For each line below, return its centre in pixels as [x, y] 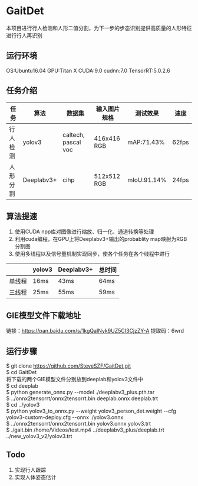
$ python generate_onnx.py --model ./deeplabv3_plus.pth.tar [80, 392]
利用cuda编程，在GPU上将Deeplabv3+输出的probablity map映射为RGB [101, 239]
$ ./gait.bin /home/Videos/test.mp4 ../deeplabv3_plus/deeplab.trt [85, 430]
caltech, [74, 134]
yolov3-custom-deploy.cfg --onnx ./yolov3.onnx [65, 417]
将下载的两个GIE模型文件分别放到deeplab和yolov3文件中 [75, 379]
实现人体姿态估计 [35, 477]
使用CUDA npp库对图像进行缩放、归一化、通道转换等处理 [84, 231]
